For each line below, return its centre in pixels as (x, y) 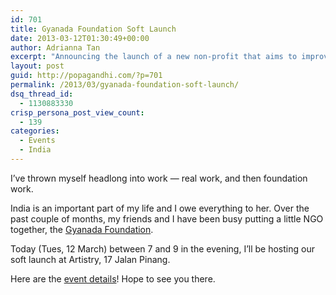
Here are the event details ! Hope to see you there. (113, 278)
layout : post (37, 66)
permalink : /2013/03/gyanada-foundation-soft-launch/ (125, 85)
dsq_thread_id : (42, 94)
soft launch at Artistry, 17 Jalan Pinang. (90, 259)
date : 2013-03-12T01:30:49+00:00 (80, 38)
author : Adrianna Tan (55, 47)
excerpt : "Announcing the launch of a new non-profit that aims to (154, 57)
